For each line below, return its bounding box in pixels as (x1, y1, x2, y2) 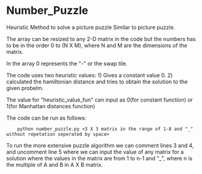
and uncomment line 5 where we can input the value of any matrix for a (6, 148, 184, 155)
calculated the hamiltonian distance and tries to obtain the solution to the (6, 78, 188, 85)
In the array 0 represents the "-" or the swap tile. (6, 60, 128, 67)
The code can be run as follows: (6, 114, 86, 121)
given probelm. (6, 84, 44, 91)
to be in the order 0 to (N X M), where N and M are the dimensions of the (6, 42, 187, 49)
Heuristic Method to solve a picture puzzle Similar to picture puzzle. (6, 24, 175, 31)
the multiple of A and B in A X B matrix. (6, 161, 103, 168)
